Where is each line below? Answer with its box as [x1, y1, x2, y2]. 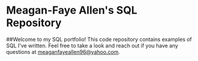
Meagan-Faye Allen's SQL [6, 4, 138, 17]
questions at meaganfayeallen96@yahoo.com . [6, 48, 120, 55]
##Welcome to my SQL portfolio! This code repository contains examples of [6, 36, 192, 43]
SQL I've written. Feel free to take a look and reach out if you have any [6, 42, 178, 49]
